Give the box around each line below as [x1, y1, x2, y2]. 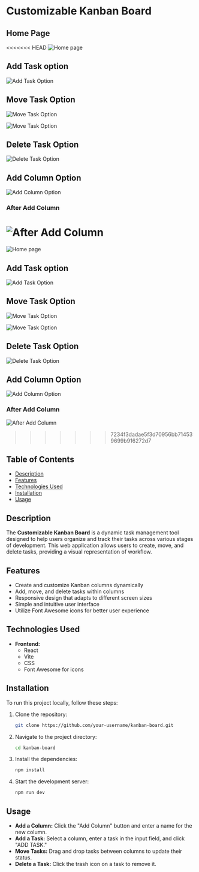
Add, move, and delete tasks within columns [14, 588, 125, 595]
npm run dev [14, 790, 45, 796]
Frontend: [14, 640, 40, 647]
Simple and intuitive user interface [14, 601, 100, 608]
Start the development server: [14, 778, 89, 785]
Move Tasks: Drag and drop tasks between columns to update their [14, 847, 183, 855]
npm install [14, 767, 45, 773]
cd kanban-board [14, 745, 56, 751]
